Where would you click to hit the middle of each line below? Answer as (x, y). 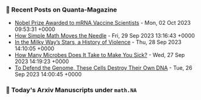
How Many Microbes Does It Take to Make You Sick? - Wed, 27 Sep (100, 55)
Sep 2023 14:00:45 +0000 (48, 75)
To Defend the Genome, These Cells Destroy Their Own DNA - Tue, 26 (104, 68)
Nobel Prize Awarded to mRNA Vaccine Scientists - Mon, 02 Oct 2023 (102, 23)
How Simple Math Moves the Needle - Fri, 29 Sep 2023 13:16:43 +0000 (104, 36)
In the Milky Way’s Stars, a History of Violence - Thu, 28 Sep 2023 (98, 42)
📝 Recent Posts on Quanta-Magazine (61, 10)
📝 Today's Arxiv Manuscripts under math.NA (71, 90)
